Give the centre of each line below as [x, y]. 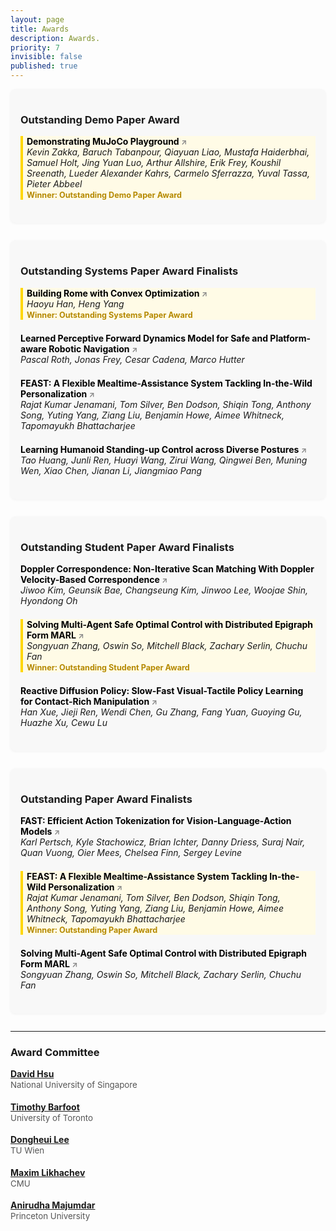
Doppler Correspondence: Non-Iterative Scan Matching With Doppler [167, 568]
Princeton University [50, 1216]
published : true [44, 66]
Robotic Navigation [89, 348]
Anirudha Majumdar [53, 1205]
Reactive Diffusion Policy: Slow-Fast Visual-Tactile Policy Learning [162, 690]
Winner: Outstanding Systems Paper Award [109, 314]
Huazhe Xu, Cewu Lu [64, 722]
